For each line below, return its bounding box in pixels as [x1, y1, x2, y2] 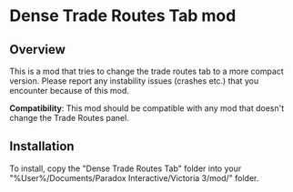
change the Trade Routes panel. [9, 113, 129, 123]
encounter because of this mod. [9, 86, 130, 96]
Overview [9, 42, 66, 57]
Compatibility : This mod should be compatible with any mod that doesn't [9, 103, 285, 114]
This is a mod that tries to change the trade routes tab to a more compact [9, 66, 284, 76]
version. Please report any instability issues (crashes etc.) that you [9, 76, 259, 86]
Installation [9, 138, 75, 155]
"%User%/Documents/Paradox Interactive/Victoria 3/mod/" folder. [9, 172, 259, 183]
